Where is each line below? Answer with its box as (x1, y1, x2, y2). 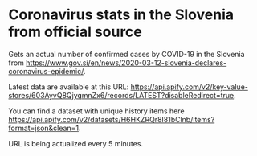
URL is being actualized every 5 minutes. (8, 138, 143, 148)
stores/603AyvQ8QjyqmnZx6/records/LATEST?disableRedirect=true (8, 90, 235, 100)
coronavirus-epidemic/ (8, 66, 84, 76)
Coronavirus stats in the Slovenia (8, 6, 235, 24)
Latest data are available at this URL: (8, 82, 129, 92)
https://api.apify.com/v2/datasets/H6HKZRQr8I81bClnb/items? (8, 114, 215, 124)
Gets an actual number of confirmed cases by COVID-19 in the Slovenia (8, 49, 245, 59)
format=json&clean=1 (8, 123, 79, 133)
